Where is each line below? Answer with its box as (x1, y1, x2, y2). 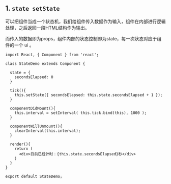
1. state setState (5, 4, 60, 13)
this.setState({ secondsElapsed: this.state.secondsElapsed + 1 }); (14, 92, 163, 98)
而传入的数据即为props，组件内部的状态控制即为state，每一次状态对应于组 (5, 35, 162, 41)
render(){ (10, 142, 31, 147)
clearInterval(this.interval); (14, 128, 81, 133)
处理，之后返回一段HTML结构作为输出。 (5, 25, 90, 31)
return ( (14, 146, 33, 151)
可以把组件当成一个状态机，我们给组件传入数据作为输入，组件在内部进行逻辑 (5, 18, 166, 25)
